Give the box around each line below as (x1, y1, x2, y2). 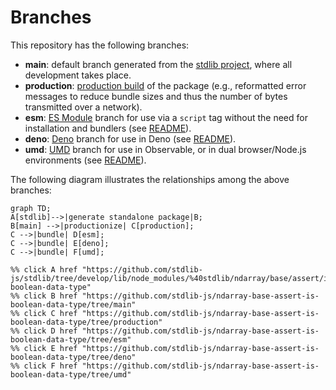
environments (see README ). (24, 154, 147, 166)
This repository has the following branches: (10, 39, 190, 51)
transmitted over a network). (24, 101, 143, 113)
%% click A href (10, 264, 78, 275)
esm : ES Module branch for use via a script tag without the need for (24, 111, 308, 123)
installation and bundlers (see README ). (24, 122, 192, 134)
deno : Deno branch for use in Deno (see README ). (24, 132, 237, 145)
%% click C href (10, 308, 78, 318)
